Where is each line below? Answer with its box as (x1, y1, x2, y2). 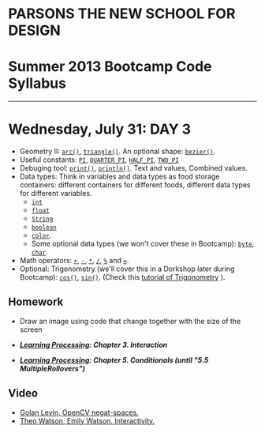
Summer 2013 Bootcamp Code (8, 58, 212, 76)
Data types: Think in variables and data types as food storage (19, 171, 220, 182)
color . (31, 231, 52, 240)
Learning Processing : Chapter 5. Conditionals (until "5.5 (19, 355, 209, 364)
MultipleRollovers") (19, 363, 85, 373)
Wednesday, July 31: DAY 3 (8, 120, 192, 138)
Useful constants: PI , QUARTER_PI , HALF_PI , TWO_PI (19, 155, 180, 164)
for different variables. (19, 189, 92, 198)
